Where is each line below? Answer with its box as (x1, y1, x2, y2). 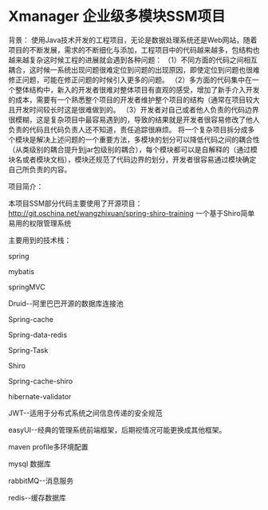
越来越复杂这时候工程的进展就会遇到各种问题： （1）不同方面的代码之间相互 (8, 55, 258, 65)
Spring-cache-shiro (8, 376, 73, 386)
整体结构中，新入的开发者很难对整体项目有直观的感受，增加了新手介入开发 (14, 84, 260, 94)
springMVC (8, 282, 45, 292)
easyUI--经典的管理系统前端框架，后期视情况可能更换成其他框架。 (8, 425, 227, 434)
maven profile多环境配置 (8, 441, 89, 451)
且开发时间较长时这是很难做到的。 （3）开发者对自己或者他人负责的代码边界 (8, 104, 259, 114)
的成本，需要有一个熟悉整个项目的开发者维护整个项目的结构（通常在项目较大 (8, 95, 260, 104)
